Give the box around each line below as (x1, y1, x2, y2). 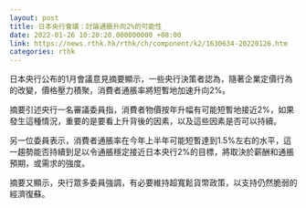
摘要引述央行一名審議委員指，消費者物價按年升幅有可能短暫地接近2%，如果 (9, 104, 295, 115)
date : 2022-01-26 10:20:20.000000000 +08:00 (9, 30, 182, 39)
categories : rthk (9, 47, 76, 57)
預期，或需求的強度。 (9, 158, 90, 169)
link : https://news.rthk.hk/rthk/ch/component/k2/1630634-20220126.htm (9, 38, 288, 48)
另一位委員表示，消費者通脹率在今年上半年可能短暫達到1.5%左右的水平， (9, 135, 284, 146)
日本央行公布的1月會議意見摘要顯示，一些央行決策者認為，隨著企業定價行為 (9, 74, 293, 85)
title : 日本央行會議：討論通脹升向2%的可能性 (9, 22, 163, 31)
